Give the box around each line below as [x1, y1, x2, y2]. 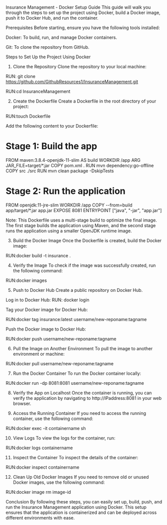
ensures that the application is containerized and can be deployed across [5, 509, 157, 515]
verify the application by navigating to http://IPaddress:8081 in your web [12, 395, 162, 401]
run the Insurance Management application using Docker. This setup [5, 504, 147, 510]
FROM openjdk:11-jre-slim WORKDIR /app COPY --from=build [5, 202, 133, 208]
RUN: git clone [5, 73, 35, 79]
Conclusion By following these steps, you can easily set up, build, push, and [5, 498, 162, 504]
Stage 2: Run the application [5, 185, 125, 197]
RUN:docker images [5, 277, 47, 283]
